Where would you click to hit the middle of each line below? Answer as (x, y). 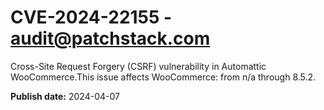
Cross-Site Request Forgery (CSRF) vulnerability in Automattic (138, 66)
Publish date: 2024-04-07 (65, 96)
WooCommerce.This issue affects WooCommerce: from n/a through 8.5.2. (163, 77)
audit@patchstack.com (110, 38)
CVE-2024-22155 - (91, 17)
